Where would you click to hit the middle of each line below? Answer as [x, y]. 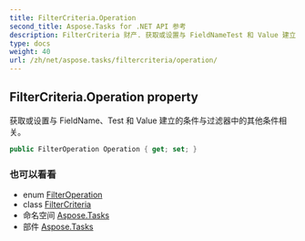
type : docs [30, 43]
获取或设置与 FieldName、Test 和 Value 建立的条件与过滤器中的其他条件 [144, 120]
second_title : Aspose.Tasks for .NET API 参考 [98, 26]
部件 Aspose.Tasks [58, 226]
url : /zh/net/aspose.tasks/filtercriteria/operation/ [114, 60]
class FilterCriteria [57, 204]
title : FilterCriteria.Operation [73, 18]
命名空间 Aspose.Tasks [66, 215]
